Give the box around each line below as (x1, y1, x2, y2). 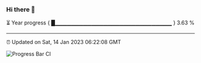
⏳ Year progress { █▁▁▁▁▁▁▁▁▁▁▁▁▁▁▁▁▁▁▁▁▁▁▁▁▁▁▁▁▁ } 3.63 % (6, 19, 195, 26)
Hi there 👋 (6, 5, 36, 14)
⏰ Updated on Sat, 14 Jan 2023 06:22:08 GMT (6, 39, 121, 46)
